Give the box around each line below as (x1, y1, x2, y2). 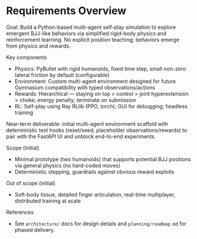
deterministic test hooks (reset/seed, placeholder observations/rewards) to (6, 127, 188, 134)
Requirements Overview (6, 4, 127, 18)
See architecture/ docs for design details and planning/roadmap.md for (14, 220, 186, 227)
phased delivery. (14, 226, 55, 233)
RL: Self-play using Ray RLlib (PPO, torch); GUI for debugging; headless (14, 102, 188, 109)
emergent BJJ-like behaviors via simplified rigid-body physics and (6, 29, 167, 36)
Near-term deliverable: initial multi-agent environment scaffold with (6, 120, 169, 127)
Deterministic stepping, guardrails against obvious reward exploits (14, 168, 175, 175)
